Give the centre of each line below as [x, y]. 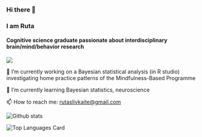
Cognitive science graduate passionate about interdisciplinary [87, 40]
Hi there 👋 [21, 10]
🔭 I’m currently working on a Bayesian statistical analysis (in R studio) [93, 72]
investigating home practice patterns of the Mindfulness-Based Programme [101, 78]
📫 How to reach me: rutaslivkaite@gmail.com [64, 102]
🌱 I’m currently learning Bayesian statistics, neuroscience [78, 90]
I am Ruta [20, 25]
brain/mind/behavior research [45, 47]
